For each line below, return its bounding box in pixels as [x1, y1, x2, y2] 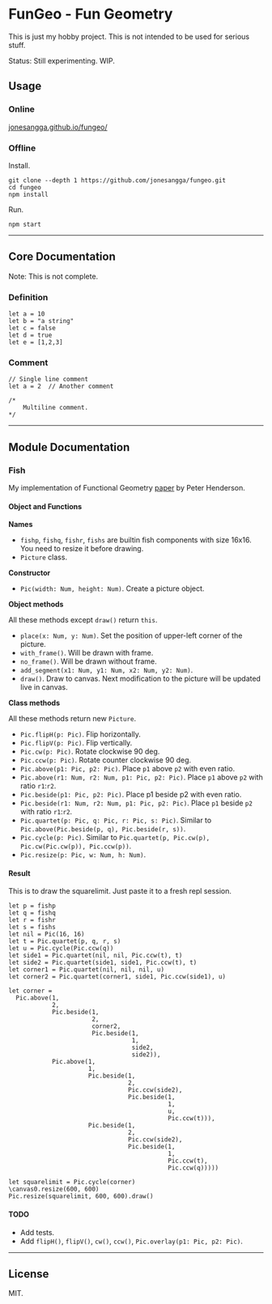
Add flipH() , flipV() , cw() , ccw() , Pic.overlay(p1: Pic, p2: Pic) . [19, 1236, 243, 1246]
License [8, 1268, 49, 1281]
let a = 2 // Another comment [8, 382, 114, 391]
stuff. [8, 40, 26, 49]
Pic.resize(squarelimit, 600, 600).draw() [8, 1192, 154, 1200]
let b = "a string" [8, 317, 74, 325]
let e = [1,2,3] [8, 338, 63, 346]
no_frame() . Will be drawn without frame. [19, 656, 157, 666]
